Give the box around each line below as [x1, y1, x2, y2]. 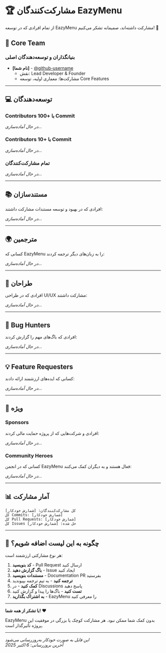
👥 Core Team [5, 39, 45, 47]
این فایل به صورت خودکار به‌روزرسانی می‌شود [5, 637, 90, 643]
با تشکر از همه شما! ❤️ [5, 608, 47, 613]
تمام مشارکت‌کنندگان [5, 160, 50, 167]
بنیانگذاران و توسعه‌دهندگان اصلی [5, 54, 75, 61]
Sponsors [5, 419, 29, 426]
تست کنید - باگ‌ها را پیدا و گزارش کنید [12, 588, 82, 594]
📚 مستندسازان [5, 190, 48, 199]
